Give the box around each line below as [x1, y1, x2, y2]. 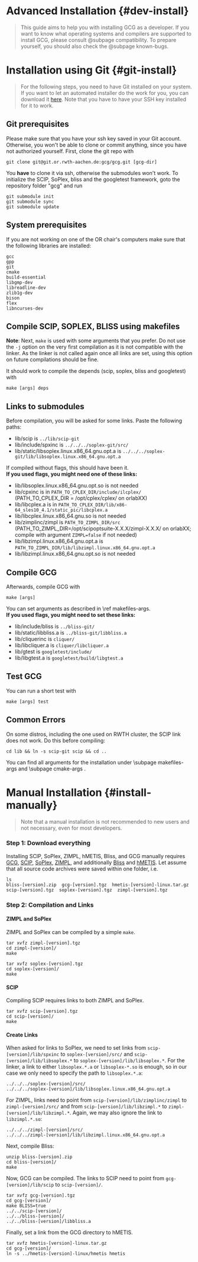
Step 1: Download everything [6, 839, 90, 847]
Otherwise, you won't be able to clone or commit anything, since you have [6, 141, 187, 148]
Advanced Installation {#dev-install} [6, 4, 189, 18]
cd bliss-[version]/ [6, 1159, 57, 1165]
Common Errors [6, 715, 66, 725]
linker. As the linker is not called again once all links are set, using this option [6, 350, 193, 357]
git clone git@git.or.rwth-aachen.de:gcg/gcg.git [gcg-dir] [6, 159, 158, 165]
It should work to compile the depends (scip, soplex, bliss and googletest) [6, 368, 186, 375]
